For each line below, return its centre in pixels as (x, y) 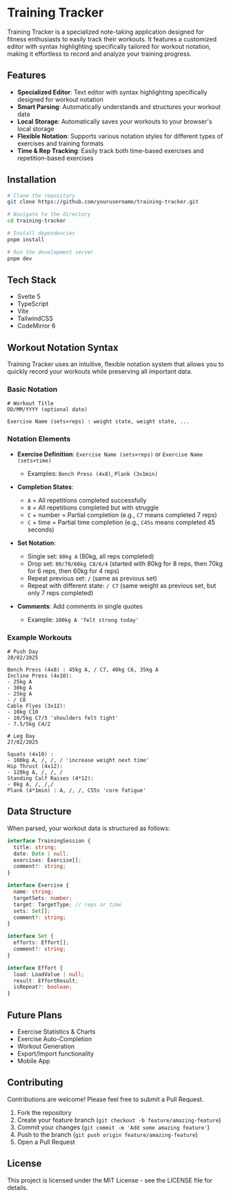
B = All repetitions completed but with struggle (93, 507)
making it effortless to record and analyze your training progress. (99, 54)
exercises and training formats (60, 143)
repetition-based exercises (56, 158)
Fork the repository (44, 1112)
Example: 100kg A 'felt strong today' (83, 619)
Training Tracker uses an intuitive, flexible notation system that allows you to (115, 364)
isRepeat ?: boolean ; (43, 987)
